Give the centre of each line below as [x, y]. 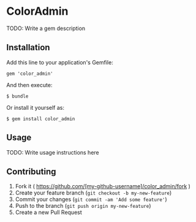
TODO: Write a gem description [46, 28]
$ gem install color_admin [41, 119]
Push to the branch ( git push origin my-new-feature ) [83, 206]
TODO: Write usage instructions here [53, 152]
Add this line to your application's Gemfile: [60, 62]
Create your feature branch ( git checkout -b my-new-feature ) [93, 193]
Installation [28, 48]
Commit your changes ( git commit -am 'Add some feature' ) [91, 199]
